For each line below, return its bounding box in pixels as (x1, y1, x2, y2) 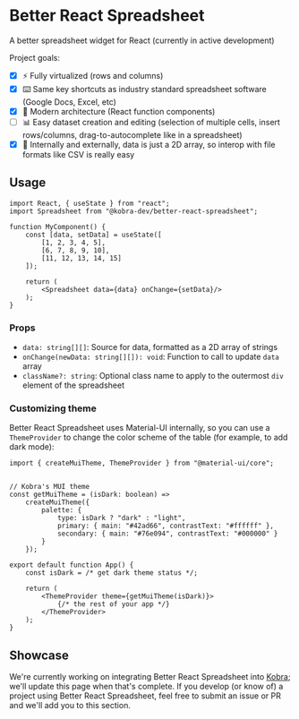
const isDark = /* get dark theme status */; (25, 569, 199, 578)
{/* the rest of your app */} (56, 600, 170, 609)
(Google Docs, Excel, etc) (21, 96, 116, 107)
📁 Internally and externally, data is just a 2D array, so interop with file (21, 140, 276, 150)
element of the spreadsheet (21, 380, 125, 390)
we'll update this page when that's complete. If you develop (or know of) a (9, 681, 284, 692)
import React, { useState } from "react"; (9, 199, 170, 208)
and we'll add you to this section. (9, 700, 132, 711)
